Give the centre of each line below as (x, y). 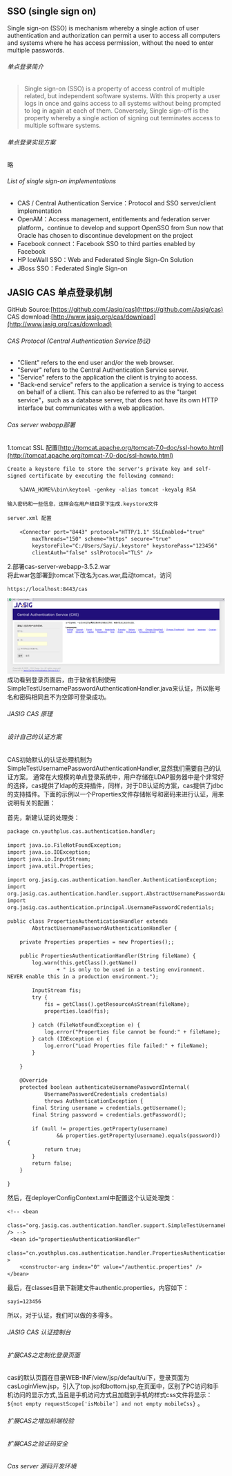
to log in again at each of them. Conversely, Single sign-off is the (116, 111)
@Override (34, 1080)
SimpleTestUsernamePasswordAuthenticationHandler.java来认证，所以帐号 (114, 688)
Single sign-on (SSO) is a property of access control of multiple (114, 88)
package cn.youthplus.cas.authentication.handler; (81, 831)
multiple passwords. (36, 50)
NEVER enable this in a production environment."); (83, 977)
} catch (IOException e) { (71, 1039)
